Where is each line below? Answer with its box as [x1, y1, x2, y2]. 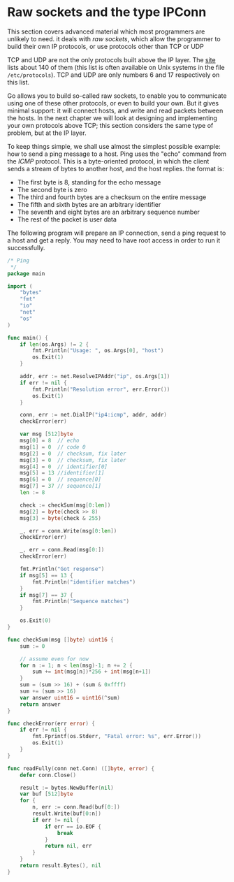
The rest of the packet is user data [17, 215, 117, 224]
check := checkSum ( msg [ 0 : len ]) [20, 501, 111, 509]
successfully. [7, 243, 45, 252]
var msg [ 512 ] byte [20, 431, 73, 438]
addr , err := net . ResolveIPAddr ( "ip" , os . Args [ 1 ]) [20, 373, 170, 380]
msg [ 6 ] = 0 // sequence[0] [20, 476, 101, 483]
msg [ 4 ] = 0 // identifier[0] [20, 463, 108, 470]
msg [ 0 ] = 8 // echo [20, 438, 80, 444]
